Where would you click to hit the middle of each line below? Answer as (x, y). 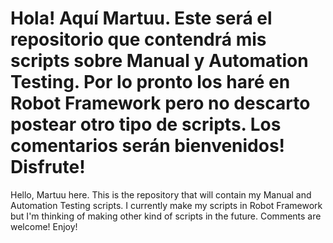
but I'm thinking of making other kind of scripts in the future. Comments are (166, 216)
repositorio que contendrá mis (138, 39)
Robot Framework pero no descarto (160, 103)
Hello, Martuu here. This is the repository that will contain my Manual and (161, 194)
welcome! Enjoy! (44, 226)
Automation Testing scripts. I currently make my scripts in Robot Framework (166, 205)
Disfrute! (48, 167)
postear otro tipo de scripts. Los (146, 124)
